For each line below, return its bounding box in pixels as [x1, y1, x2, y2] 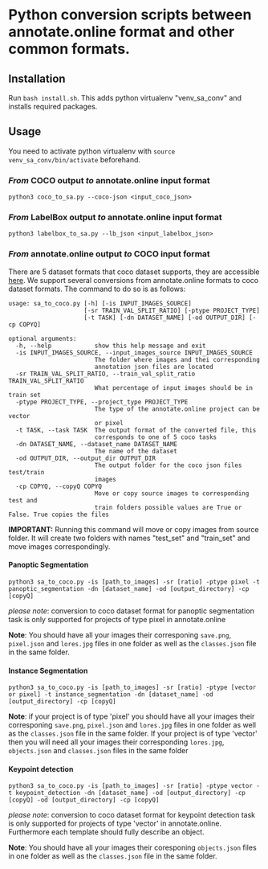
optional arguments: [8, 334, 78, 342]
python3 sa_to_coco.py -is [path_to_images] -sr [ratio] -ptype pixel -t [8, 577, 261, 586]
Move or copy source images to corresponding [94, 489, 250, 498]
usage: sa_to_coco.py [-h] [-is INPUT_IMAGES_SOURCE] [8, 299, 193, 307]
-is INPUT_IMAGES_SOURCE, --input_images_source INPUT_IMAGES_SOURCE [15, 348, 253, 357]
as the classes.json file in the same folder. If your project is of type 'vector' [8, 729, 258, 739]
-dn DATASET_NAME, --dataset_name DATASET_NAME [15, 440, 178, 448]
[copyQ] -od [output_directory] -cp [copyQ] [8, 796, 160, 805]
